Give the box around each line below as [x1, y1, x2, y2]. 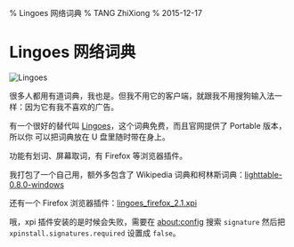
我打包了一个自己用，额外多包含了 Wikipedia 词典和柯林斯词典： [9, 169, 245, 179]
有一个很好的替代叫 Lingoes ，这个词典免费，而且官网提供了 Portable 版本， [9, 120, 287, 131]
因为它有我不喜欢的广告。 [24, 101, 118, 112]
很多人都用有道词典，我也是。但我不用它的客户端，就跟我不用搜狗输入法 [9, 90, 274, 100]
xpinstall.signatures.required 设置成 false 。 [9, 227, 181, 238]
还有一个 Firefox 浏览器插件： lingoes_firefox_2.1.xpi [9, 197, 198, 208]
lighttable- [244, 169, 283, 179]
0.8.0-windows [9, 179, 65, 189]
